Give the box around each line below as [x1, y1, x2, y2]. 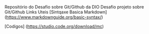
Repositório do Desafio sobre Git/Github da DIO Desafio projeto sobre [4, 4, 144, 10]
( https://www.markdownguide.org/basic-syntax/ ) [4, 14, 103, 20]
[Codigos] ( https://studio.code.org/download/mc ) [4, 23, 104, 29]
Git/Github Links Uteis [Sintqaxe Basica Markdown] [4, 9, 107, 15]
